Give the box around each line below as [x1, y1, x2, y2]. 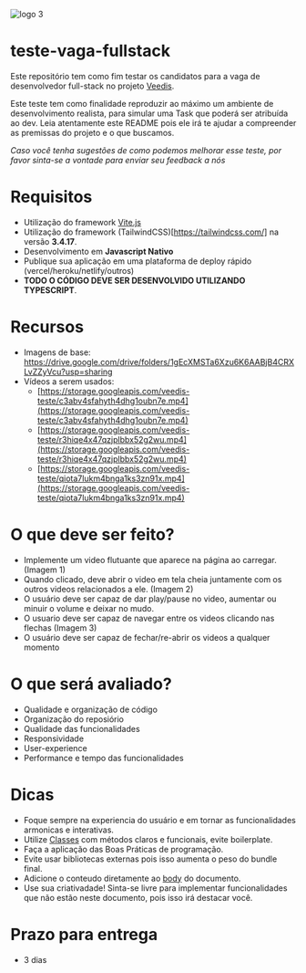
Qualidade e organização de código [23, 704, 158, 715]
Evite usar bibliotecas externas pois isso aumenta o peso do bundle [23, 853, 278, 864]
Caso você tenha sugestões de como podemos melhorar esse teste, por [10, 144, 281, 155]
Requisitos [10, 187, 93, 207]
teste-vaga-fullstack [10, 41, 171, 61]
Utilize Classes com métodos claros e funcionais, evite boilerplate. [23, 833, 273, 844]
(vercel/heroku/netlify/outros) [23, 265, 135, 276]
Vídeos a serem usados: [23, 375, 115, 387]
